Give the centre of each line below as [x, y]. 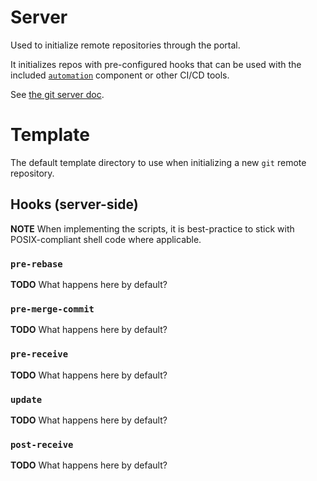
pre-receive [39, 354]
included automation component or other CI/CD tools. [120, 75]
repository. [32, 173]
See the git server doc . [57, 94]
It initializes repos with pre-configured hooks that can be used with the [156, 64]
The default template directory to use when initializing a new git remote [158, 162]
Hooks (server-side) [74, 204]
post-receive [42, 444]
